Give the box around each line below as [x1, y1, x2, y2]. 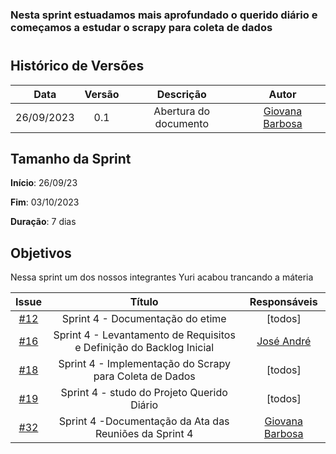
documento [154, 116, 209, 130]
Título [129, 295, 159, 309]
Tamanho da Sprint [10, 150, 132, 167]
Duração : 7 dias [10, 216, 77, 228]
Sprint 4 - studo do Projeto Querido [60, 386, 228, 400]
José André [256, 334, 312, 348]
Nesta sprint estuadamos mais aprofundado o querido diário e [10, 8, 318, 22]
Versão [84, 87, 120, 101]
